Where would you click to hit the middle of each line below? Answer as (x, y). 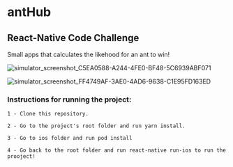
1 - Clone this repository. (48, 114)
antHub (29, 12)
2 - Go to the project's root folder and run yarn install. (97, 126)
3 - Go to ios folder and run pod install (70, 138)
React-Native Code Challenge (73, 38)
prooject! (22, 157)
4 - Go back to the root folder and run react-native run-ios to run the (117, 150)
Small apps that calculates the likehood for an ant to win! (89, 54)
